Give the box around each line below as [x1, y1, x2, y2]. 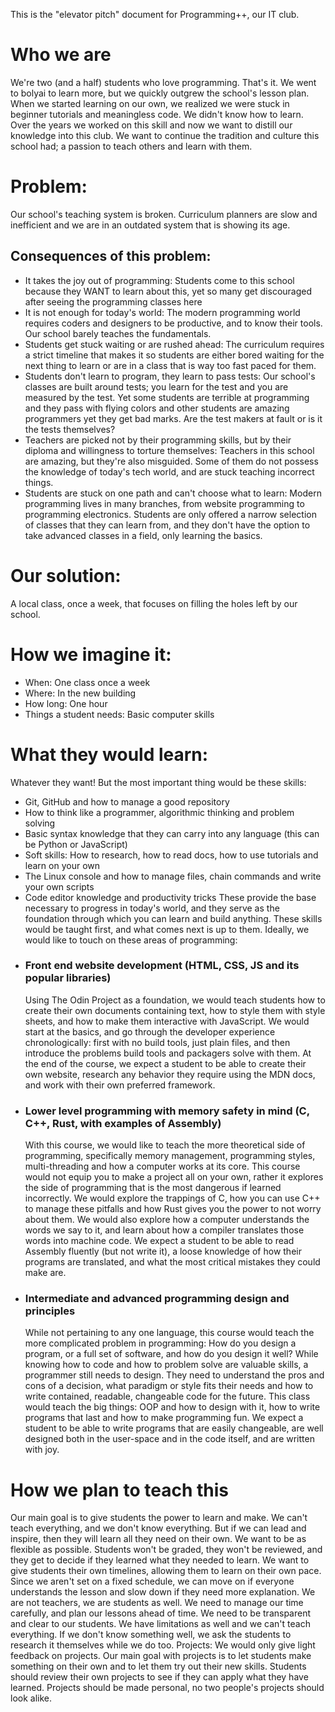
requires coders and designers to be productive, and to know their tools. [24, 317, 323, 329]
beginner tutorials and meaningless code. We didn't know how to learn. [10, 108, 304, 120]
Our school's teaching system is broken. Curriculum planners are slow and [10, 208, 318, 220]
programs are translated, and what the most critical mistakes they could [24, 1256, 321, 1268]
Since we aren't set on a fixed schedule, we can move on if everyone [10, 1575, 295, 1588]
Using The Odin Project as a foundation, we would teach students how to [24, 994, 326, 1006]
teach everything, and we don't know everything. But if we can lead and [10, 1522, 307, 1534]
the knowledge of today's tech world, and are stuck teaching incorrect [24, 465, 315, 478]
